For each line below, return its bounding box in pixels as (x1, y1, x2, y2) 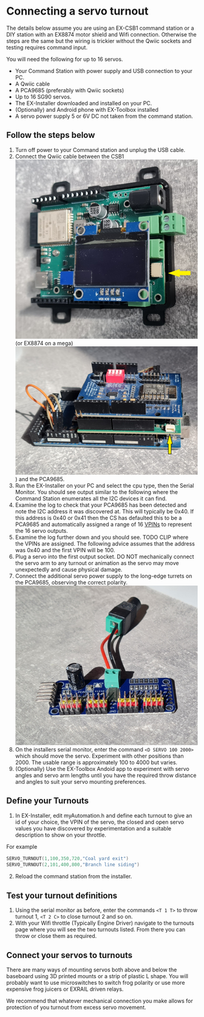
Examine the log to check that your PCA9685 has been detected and (15, 501, 187, 508)
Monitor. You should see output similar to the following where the (15, 488, 178, 496)
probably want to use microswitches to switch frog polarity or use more (6, 979, 185, 986)
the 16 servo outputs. (15, 527, 69, 534)
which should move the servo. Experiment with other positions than (15, 752, 184, 759)
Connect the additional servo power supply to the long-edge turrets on (15, 572, 192, 580)
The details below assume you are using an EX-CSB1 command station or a (6, 24, 194, 32)
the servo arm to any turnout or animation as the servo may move (15, 559, 179, 566)
